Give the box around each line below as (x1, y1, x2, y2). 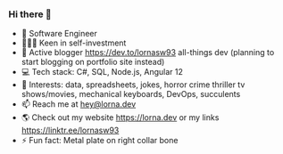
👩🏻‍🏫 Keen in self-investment (21, 37, 127, 48)
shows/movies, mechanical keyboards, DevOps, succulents (21, 89, 241, 100)
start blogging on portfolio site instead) (21, 57, 165, 68)
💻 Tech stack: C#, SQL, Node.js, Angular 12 (21, 67, 184, 77)
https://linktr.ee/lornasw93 (21, 125, 120, 136)
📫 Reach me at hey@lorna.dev (21, 99, 137, 109)
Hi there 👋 (8, 8, 53, 20)
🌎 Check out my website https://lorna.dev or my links (21, 112, 220, 123)
